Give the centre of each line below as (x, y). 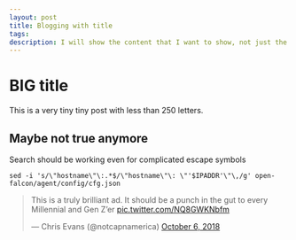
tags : (19, 34)
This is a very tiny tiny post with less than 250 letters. (106, 111)
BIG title (39, 86)
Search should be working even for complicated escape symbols (128, 159)
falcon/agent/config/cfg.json (65, 183)
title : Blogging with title (61, 26)
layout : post (33, 17)
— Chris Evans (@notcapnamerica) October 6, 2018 (125, 226)
